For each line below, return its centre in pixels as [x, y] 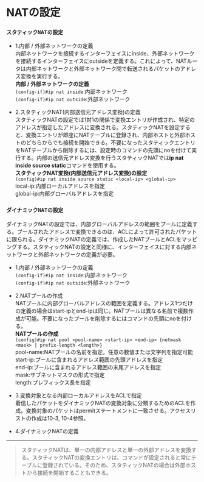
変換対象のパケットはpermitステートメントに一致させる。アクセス [108, 410]
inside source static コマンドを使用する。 [67, 166]
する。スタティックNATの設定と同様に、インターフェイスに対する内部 [104, 247]
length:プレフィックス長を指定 [53, 382]
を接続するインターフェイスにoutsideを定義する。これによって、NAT [101, 61]
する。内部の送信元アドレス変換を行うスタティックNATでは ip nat [102, 158]
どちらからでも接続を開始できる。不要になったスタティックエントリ [111, 143]
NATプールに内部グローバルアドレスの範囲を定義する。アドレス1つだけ [104, 303]
